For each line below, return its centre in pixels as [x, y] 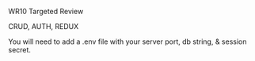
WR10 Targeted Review [46, 11]
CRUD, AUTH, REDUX [44, 26]
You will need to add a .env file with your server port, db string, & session [127, 41]
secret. [20, 50]
